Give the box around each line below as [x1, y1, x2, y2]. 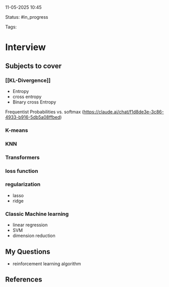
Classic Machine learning [5, 210, 69, 217]
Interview [5, 41, 46, 53]
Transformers [5, 154, 40, 161]
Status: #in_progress [5, 14, 48, 20]
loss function [5, 167, 38, 174]
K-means [5, 126, 28, 133]
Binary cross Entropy [12, 99, 57, 105]
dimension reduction [12, 232, 55, 239]
